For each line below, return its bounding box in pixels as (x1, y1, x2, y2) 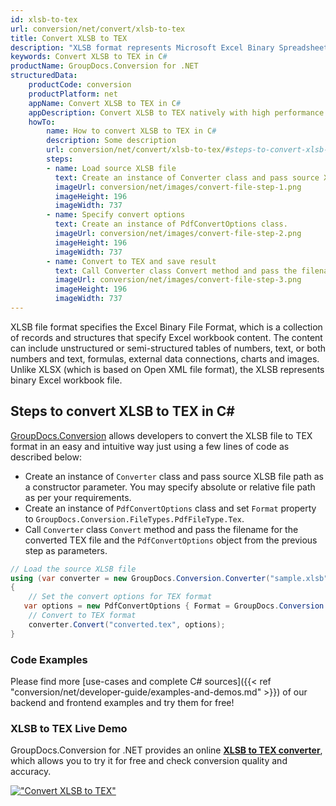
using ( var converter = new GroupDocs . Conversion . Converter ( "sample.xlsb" (10, 573, 329, 583)
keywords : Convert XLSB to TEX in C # (10, 52, 168, 62)
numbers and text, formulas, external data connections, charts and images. (10, 352, 320, 365)
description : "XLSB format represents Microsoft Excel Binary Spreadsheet (10, 42, 329, 53)
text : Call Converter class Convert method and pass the (54, 266, 298, 276)
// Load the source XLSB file (10, 564, 137, 574)
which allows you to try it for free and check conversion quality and (10, 755, 288, 767)
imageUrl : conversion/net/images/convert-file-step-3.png (54, 275, 302, 285)
